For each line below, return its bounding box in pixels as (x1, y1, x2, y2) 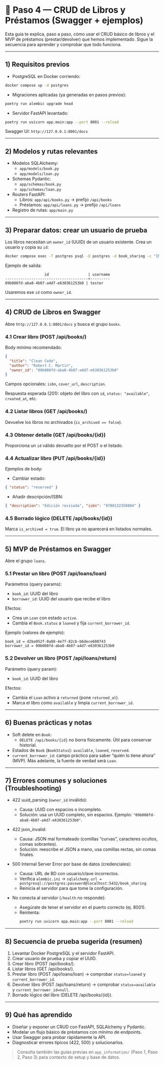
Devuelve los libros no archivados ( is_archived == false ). (5, 419, 123, 425)
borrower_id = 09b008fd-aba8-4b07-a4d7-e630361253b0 (5, 644, 115, 649)
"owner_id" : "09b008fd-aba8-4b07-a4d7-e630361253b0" (9, 367, 119, 372)
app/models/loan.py (19, 172, 60, 177)
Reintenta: (19, 909, 40, 915)
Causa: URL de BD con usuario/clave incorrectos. (19, 871, 119, 877)
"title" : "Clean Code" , (9, 358, 58, 364)
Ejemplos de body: (5, 466, 43, 472)
